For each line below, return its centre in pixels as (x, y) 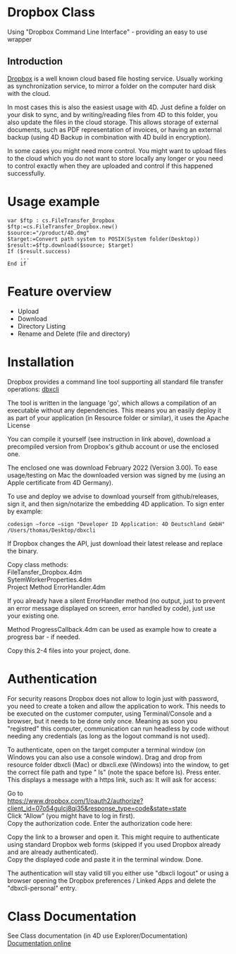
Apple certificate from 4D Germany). (61, 482)
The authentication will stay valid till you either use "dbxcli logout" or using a (118, 873)
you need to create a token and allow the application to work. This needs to (117, 706)
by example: (25, 511)
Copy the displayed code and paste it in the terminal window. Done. (105, 859)
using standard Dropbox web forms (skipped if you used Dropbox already (114, 844)
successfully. (26, 173)
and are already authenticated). (53, 852)
